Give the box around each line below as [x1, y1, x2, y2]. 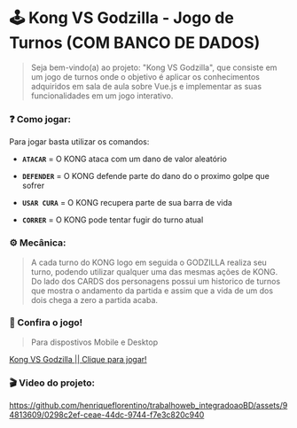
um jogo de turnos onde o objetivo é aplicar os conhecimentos [30, 71, 260, 82]
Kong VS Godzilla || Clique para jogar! [9, 354, 148, 364]
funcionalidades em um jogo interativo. [30, 90, 174, 101]
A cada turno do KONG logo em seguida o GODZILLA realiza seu [30, 257, 268, 268]
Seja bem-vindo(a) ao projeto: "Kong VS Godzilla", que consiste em [30, 62, 277, 73]
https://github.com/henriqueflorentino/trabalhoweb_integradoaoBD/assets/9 [9, 401, 288, 411]
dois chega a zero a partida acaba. [30, 294, 158, 305]
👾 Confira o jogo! [9, 316, 83, 329]
